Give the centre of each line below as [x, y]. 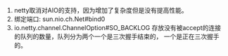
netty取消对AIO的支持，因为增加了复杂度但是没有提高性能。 [101, 10]
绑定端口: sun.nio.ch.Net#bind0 [59, 19]
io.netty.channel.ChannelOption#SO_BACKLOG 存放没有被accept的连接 [118, 28]
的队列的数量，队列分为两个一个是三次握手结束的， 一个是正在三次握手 [116, 36]
